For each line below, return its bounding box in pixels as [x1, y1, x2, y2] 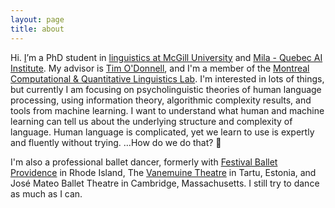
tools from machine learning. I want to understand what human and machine [10, 104, 325, 116]
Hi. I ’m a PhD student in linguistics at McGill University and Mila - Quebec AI [10, 51, 323, 63]
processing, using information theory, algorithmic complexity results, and [10, 94, 312, 106]
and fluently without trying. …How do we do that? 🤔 [10, 136, 222, 148]
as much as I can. [10, 187, 83, 200]
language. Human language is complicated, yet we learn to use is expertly [10, 126, 315, 138]
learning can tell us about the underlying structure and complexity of [10, 115, 293, 127]
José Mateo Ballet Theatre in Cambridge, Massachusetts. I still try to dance [10, 177, 320, 189]
